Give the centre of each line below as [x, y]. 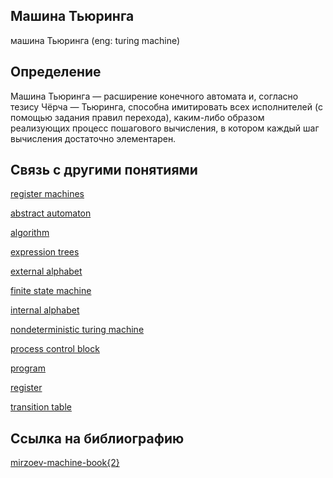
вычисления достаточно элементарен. [93, 138]
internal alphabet [45, 310]
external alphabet [46, 271]
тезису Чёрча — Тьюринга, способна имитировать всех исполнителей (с [166, 106]
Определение [56, 72]
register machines [47, 194]
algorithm [30, 233]
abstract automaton [51, 213]
